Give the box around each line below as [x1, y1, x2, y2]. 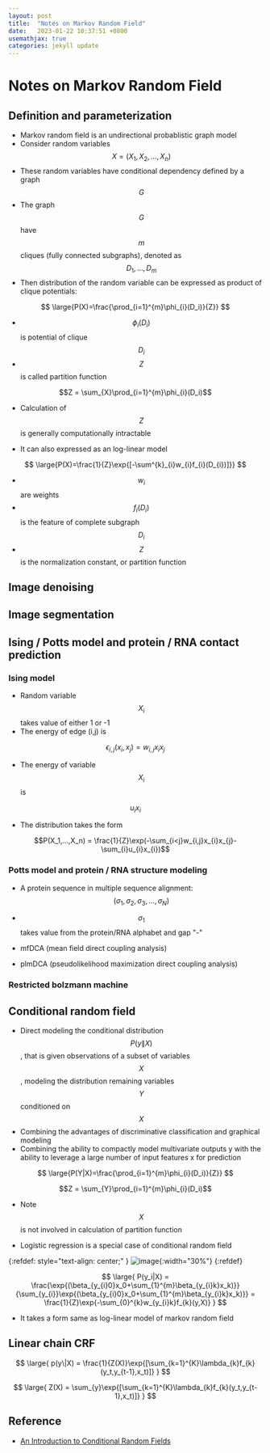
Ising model [8, 672, 56, 683]
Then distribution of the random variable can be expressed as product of [19, 277, 262, 287]
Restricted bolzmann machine [8, 979, 129, 990]
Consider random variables [19, 139, 110, 149]
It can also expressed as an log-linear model [19, 444, 168, 454]
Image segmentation [8, 608, 114, 622]
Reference [8, 1414, 62, 1428]
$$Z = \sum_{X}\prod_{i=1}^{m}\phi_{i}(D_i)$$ [59, 387, 212, 397]
